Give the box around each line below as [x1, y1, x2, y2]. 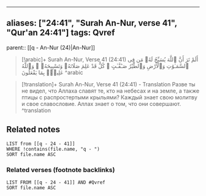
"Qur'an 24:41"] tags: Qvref [6, 28, 115, 38]
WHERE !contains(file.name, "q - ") [6, 146, 100, 152]
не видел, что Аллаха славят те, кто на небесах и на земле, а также [21, 87, 200, 94]
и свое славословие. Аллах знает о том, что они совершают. [21, 100, 181, 107]
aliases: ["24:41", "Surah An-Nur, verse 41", [6, 18, 178, 28]
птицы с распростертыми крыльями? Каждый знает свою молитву [21, 93, 198, 101]
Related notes [6, 124, 60, 135]
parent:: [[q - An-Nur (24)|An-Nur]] [6, 43, 95, 51]
